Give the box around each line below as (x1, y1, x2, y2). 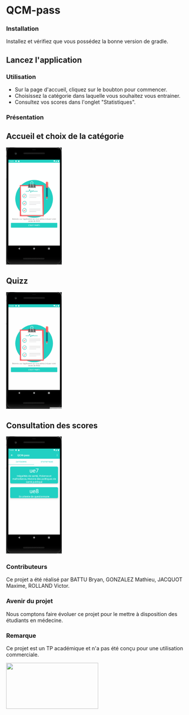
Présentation (6, 113, 44, 121)
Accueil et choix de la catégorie (6, 131, 124, 141)
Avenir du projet (6, 597, 53, 605)
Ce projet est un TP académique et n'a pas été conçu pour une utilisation (6, 645, 184, 651)
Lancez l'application (6, 55, 82, 65)
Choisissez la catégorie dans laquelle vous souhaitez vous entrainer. (14, 92, 181, 100)
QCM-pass (6, 4, 61, 17)
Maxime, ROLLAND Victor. (6, 582, 70, 590)
